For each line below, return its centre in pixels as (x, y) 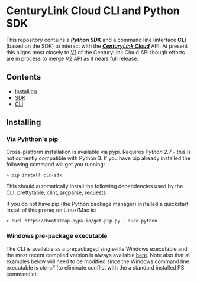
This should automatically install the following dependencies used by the (95, 186)
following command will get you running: (56, 165)
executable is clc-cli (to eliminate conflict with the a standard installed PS (95, 267)
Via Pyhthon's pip (32, 139)
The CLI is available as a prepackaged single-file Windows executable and (97, 248)
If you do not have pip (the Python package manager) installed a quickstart (97, 204)
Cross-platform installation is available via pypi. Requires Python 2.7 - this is (98, 152)
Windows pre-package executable (57, 236)
